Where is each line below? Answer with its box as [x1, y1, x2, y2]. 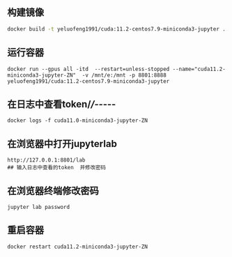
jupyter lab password [7, 203, 70, 210]
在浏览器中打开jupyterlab [7, 138, 117, 150]
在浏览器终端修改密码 [7, 185, 99, 196]
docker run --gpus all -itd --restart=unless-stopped [7, 65, 170, 72]
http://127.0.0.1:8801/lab [7, 157, 86, 164]
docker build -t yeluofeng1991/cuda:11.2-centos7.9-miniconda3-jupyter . [7, 25, 226, 33]
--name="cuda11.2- [172, 65, 226, 72]
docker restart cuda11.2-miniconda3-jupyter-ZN [7, 243, 148, 250]
